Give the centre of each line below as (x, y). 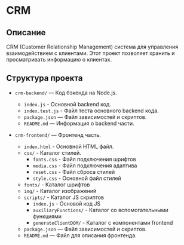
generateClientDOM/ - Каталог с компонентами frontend (103, 222)
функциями (47, 216)
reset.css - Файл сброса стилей (74, 171)
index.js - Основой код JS (67, 203)
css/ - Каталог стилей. (53, 152)
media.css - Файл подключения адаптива (85, 166)
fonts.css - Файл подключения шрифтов (84, 159)
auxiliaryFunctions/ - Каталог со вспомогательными (100, 210)
